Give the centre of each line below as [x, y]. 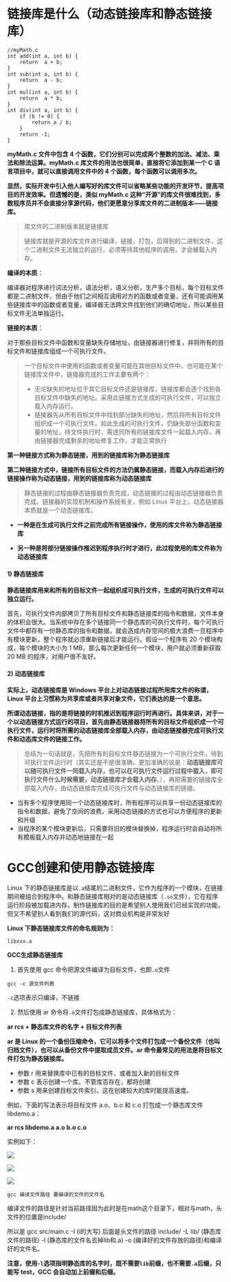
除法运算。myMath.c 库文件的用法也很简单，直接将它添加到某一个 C [116, 162]
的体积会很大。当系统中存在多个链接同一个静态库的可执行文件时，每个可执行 [115, 622]
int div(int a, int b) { [43, 110]
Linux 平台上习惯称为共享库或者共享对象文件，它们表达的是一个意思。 [106, 698]
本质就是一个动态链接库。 [60, 510]
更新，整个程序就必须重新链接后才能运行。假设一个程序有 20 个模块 [121, 639]
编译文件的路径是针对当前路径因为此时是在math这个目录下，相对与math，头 [114, 1208]
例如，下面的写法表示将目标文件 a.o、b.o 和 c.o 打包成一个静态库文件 [105, 1105]
